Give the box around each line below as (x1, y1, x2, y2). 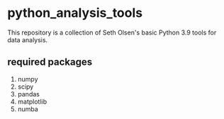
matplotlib (17, 97, 47, 106)
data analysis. (7, 35, 48, 44)
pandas (17, 89, 40, 98)
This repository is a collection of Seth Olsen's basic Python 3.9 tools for (7, 28, 217, 37)
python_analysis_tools (7, 5, 143, 21)
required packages (7, 56, 93, 68)
